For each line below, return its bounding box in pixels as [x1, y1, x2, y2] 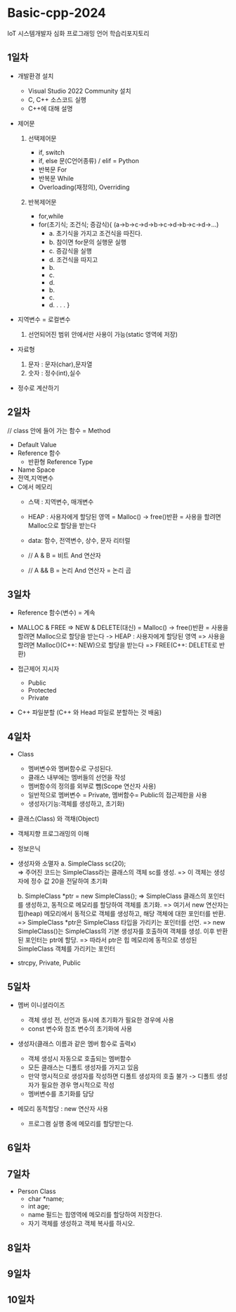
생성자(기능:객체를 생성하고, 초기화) [27, 799, 125, 808]
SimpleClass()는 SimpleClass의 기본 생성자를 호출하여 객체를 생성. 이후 [17, 927, 216, 936]
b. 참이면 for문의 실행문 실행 [48, 238, 126, 246]
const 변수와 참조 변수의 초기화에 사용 [27, 1024, 133, 1033]
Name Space [17, 465, 55, 474]
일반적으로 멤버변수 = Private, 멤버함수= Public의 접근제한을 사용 [27, 791, 207, 799]
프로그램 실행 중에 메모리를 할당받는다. [27, 1119, 133, 1128]
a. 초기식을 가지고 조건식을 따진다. [48, 229, 143, 237]
